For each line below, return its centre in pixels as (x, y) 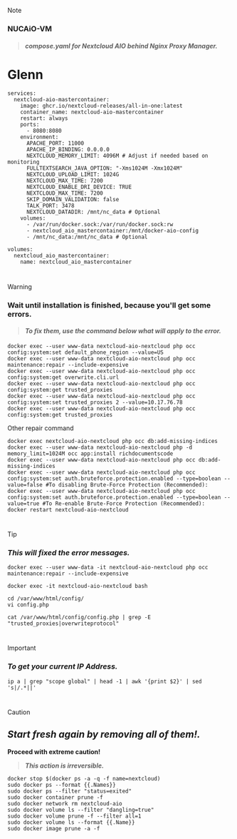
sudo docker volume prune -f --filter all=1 (74, 816)
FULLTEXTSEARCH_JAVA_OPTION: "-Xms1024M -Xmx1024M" (104, 168)
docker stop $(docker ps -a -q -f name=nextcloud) (84, 778)
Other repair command (41, 428)
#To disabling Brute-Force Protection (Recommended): (127, 484)
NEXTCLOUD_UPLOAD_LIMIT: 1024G (73, 175)
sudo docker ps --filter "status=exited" (70, 791)
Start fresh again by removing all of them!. (104, 734)
